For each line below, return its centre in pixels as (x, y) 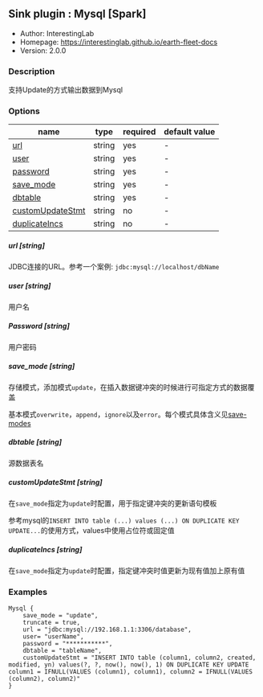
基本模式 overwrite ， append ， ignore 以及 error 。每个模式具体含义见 (118, 415)
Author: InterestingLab (57, 33)
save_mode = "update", (61, 616)
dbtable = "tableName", (63, 651)
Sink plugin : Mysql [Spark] (77, 14)
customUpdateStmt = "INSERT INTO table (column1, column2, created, (140, 658)
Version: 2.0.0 (43, 50)
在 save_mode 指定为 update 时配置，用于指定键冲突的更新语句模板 (113, 503)
